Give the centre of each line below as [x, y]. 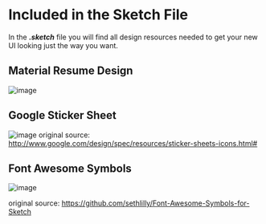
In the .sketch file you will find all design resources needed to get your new [133, 37]
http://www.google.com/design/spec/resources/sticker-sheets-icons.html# [133, 143]
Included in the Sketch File [98, 15]
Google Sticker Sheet [62, 115]
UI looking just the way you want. [63, 45]
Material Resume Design [71, 71]
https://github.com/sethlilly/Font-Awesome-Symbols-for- [156, 203]
